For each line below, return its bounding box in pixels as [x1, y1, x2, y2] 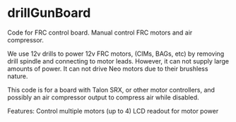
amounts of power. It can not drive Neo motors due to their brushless [7, 64, 208, 73]
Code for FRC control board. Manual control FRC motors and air [7, 28, 193, 37]
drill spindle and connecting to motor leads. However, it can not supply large [7, 56, 230, 65]
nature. [7, 72, 28, 80]
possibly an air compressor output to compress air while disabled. [7, 93, 199, 102]
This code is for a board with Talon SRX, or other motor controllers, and [7, 85, 216, 94]
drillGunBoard [7, 5, 91, 21]
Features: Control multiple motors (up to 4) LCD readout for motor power [7, 106, 219, 115]
